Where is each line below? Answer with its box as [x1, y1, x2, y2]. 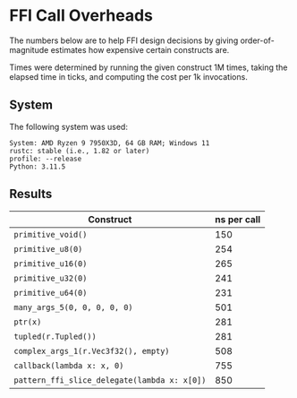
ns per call [214, 212, 261, 225]
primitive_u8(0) [13, 244, 83, 254]
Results [9, 186, 53, 202]
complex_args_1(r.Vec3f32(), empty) [13, 346, 170, 356]
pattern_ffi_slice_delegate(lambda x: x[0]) [13, 375, 207, 385]
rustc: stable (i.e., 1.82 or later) [9, 146, 150, 155]
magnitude [9, 44, 49, 55]
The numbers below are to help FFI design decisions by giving [9, 35, 239, 46]
